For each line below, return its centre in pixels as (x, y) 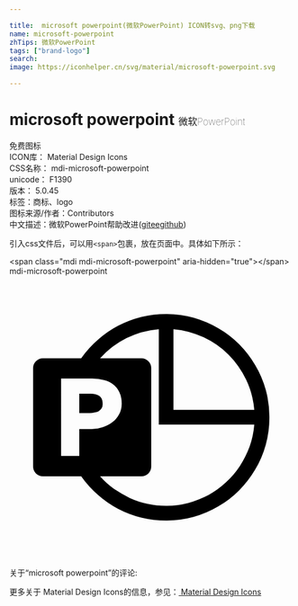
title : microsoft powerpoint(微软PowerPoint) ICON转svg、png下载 (132, 25)
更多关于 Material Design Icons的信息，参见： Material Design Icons (135, 592)
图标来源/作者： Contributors (62, 213)
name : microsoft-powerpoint (62, 34)
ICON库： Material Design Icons (68, 156)
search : (24, 59)
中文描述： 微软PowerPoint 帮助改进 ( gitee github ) (98, 224)
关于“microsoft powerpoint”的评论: (73, 573)
